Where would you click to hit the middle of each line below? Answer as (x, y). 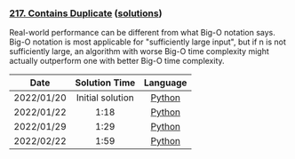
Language (165, 83)
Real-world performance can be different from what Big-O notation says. (142, 33)
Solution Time (105, 83)
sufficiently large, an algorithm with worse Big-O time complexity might (139, 52)
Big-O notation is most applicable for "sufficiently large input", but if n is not (147, 42)
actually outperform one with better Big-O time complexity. (117, 61)
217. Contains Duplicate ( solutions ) (86, 13)
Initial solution (105, 98)
